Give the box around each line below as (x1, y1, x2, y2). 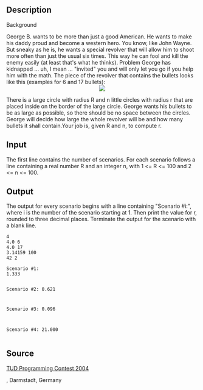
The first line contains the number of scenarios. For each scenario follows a (6, 155, 196, 163)
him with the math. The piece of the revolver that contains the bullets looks (6, 71, 194, 79)
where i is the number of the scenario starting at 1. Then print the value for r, (6, 209, 198, 216)
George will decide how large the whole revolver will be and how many (6, 115, 184, 122)
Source (6, 349, 35, 359)
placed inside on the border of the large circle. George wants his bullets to (6, 102, 192, 110)
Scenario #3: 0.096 (6, 306, 56, 313)
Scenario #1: (6, 266, 40, 272)
